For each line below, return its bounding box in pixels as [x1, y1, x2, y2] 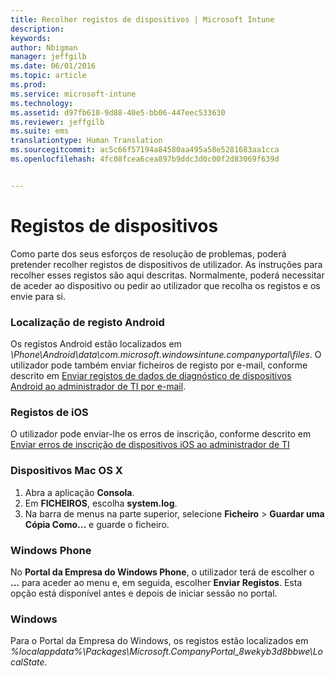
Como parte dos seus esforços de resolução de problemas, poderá [10, 247, 287, 260]
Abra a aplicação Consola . [24, 486, 135, 498]
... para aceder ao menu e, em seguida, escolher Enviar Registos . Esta [10, 576, 303, 588]
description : [10, 24, 65, 34]
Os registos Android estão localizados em [10, 337, 182, 350]
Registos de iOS [10, 405, 89, 419]
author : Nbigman [10, 42, 78, 53]
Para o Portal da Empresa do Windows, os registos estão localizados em [10, 635, 309, 647]
